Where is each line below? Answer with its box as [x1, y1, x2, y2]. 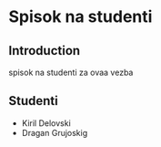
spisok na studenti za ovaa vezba [8, 67, 134, 78]
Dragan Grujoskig [21, 127, 88, 138]
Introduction [8, 43, 81, 58]
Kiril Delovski [21, 117, 72, 129]
